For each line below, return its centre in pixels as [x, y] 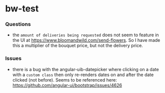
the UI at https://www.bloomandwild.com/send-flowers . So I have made [86, 40]
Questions [18, 24]
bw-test [22, 9]
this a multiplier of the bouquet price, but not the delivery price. [78, 46]
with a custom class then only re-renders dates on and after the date [83, 75]
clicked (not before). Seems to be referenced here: [65, 80]
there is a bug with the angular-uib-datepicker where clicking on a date [85, 69]
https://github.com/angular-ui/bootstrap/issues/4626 [67, 85]
